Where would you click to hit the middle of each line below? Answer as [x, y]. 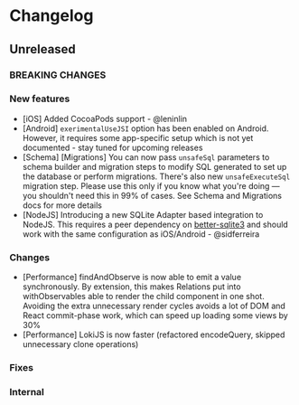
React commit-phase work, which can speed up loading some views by [155, 316]
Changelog [51, 16]
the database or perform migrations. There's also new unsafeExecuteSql [156, 176]
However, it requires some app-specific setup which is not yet [138, 137]
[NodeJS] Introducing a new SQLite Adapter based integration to [143, 214]
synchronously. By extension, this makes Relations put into [131, 287]
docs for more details [62, 205]
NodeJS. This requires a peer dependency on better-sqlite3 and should [155, 224]
